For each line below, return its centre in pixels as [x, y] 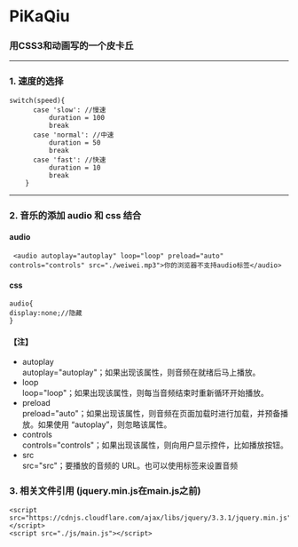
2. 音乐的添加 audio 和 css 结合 [75, 215]
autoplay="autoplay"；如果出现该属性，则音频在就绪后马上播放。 [141, 373]
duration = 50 [74, 143]
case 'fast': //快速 [69, 160]
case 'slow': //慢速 [69, 110]
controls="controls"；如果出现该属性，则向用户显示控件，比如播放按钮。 [155, 445]
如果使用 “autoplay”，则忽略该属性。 [105, 424]
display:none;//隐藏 [46, 313]
